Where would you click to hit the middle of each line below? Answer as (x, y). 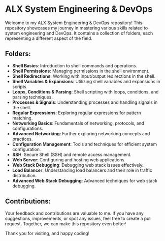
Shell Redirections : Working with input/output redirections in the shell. (84, 76)
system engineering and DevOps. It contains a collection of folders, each (79, 33)
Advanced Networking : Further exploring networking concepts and (81, 133)
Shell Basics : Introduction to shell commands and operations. (75, 65)
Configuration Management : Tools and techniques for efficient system (84, 144)
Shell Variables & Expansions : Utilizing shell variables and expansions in (86, 81)
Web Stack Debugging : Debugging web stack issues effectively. (78, 165)
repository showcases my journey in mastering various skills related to (77, 28)
